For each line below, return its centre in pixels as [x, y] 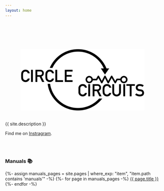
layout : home [18, 10]
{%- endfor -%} [21, 184]
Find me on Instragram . [29, 133]
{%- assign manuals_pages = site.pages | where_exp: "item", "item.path [78, 174]
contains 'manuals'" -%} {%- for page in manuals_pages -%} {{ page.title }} [82, 179]
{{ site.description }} [26, 124]
